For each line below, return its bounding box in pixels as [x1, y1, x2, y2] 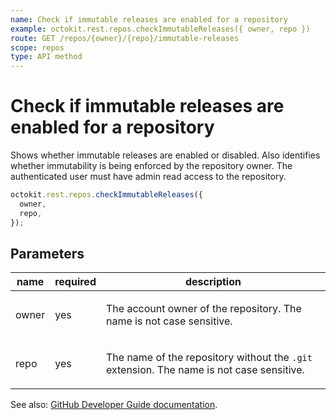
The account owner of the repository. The [105, 302, 302, 316]
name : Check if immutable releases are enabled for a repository [10, 14, 288, 25]
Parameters [10, 245, 85, 262]
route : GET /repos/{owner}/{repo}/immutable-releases [10, 33, 240, 43]
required [54, 275, 97, 289]
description [185, 275, 242, 289]
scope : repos [10, 42, 65, 53]
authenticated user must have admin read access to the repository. [10, 171, 287, 183]
